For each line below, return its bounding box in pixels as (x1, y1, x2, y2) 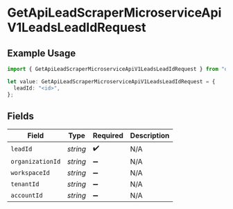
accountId (10, 192, 43, 199)
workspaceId (10, 169, 51, 177)
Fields (7, 110, 35, 122)
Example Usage (7, 47, 76, 59)
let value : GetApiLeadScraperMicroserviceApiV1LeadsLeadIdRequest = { (7, 78, 216, 85)
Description (130, 131, 170, 140)
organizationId (10, 158, 61, 166)
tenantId (10, 181, 40, 188)
